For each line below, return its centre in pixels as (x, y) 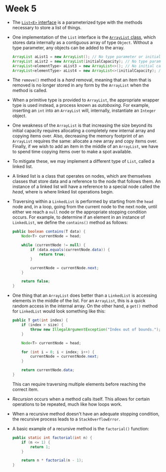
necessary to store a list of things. (47, 27)
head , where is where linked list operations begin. (63, 192)
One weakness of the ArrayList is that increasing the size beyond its (82, 125)
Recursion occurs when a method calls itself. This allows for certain (81, 399)
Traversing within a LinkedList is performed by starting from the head (83, 201)
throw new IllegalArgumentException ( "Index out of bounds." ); (96, 330)
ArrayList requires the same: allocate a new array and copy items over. (85, 141)
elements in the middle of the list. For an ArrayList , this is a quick (79, 301)
